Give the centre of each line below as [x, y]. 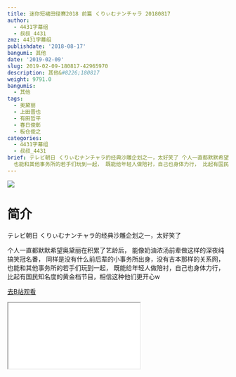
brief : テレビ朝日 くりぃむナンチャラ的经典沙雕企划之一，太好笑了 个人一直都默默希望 [118, 158]
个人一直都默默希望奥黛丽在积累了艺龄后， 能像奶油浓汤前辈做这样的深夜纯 [116, 250]
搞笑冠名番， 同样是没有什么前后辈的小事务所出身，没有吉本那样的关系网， [116, 259]
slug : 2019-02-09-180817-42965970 [58, 66]
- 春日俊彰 [27, 125]
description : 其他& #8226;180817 [53, 72]
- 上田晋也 [27, 112]
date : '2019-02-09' [36, 60]
